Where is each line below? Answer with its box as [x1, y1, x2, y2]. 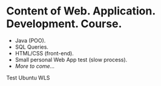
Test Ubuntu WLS [6, 74, 50, 81]
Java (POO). [15, 37, 46, 44]
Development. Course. [6, 17, 122, 31]
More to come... [15, 62, 55, 70]
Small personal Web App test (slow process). [15, 56, 128, 63]
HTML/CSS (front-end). [15, 49, 74, 57]
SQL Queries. [15, 43, 48, 51]
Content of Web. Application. [6, 4, 156, 18]
